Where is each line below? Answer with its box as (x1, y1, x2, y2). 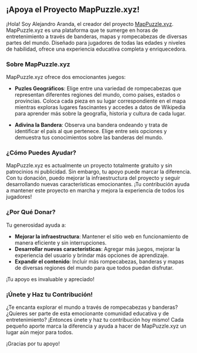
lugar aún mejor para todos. (6, 329, 74, 335)
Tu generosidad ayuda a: (6, 221, 66, 229)
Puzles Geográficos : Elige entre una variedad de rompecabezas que (14, 85, 182, 92)
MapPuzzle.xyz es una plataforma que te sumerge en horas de (6, 27, 158, 34)
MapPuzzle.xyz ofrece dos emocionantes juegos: (6, 74, 126, 81)
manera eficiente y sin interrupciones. (14, 239, 107, 246)
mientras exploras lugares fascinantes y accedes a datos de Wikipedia (14, 104, 186, 111)
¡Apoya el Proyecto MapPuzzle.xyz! (6, 5, 140, 15)
